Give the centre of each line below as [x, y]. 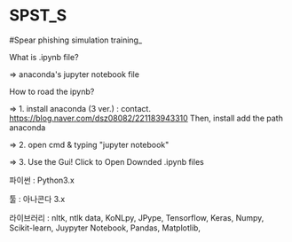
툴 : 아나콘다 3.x [37, 199]
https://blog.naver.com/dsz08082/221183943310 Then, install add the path [146, 118]
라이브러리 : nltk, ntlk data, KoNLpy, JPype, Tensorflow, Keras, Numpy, [137, 217]
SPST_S [38, 16]
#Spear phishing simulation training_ [76, 40]
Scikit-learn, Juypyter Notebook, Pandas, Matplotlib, [105, 228]
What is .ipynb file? [44, 57]
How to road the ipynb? [52, 91]
